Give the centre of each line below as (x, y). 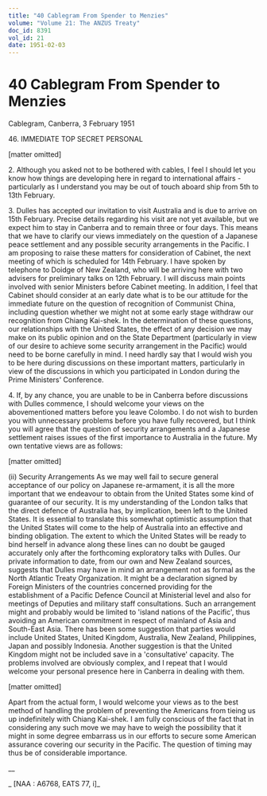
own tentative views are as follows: (66, 446)
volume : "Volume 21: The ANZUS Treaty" (74, 23)
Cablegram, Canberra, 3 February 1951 (72, 123)
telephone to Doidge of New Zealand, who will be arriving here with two (126, 270)
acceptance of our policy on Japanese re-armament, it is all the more (122, 486)
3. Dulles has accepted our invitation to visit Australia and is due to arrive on (133, 211)
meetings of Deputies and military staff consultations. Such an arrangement (132, 604)
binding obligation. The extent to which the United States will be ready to (127, 536)
